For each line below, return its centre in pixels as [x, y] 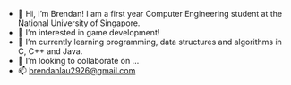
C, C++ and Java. [50, 51]
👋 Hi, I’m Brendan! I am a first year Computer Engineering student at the [150, 14]
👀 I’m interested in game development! [89, 32]
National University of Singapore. [79, 23]
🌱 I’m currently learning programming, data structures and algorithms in [150, 42]
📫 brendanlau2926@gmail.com [77, 70]
